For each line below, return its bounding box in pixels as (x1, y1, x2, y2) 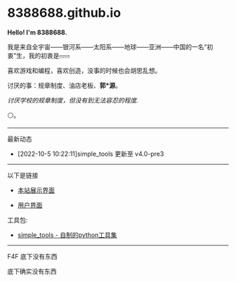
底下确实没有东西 (7, 267, 57, 275)
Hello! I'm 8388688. (7, 28, 67, 36)
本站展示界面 (17, 186, 55, 194)
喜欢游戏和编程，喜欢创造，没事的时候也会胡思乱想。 (7, 66, 162, 74)
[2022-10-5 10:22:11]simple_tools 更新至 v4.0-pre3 (17, 149, 164, 158)
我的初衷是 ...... (28, 51, 70, 60)
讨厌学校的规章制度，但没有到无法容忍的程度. (7, 96, 139, 105)
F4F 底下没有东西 (7, 252, 58, 260)
